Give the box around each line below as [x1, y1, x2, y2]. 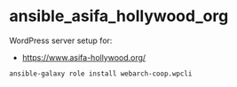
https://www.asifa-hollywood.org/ [21, 52, 146, 62]
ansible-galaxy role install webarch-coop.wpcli [9, 69, 193, 78]
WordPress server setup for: [9, 35, 113, 46]
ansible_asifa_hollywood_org [9, 6, 229, 26]
